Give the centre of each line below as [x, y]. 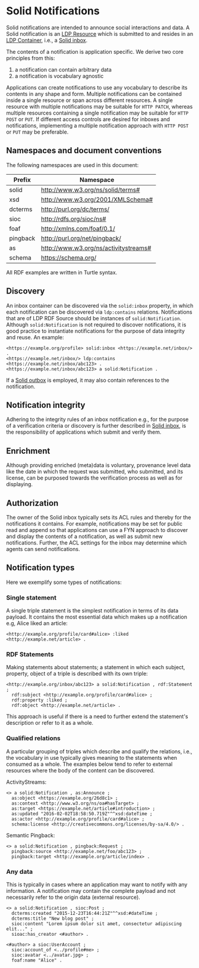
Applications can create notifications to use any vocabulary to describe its [97, 87]
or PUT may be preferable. [37, 132]
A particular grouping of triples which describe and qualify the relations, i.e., [99, 751]
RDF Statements [30, 654]
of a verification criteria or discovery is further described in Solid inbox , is [96, 426]
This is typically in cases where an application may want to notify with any [97, 885]
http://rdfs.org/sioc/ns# [73, 219]
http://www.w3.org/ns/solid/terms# [90, 190]
